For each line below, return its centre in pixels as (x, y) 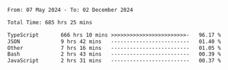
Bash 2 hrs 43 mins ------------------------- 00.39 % (114, 54)
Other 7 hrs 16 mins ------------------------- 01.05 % (114, 48)
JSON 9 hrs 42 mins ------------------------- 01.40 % (114, 42)
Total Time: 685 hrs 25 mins (50, 22)
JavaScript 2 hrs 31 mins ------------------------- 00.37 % (114, 61)
